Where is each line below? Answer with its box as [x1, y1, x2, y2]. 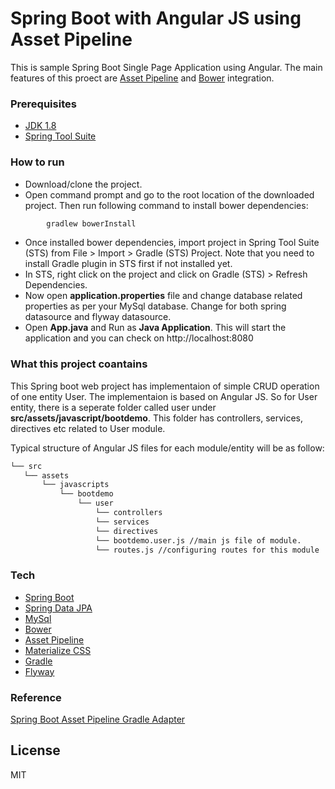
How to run [10, 155, 65, 169]
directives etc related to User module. [10, 422, 166, 434]
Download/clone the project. [24, 178, 143, 190]
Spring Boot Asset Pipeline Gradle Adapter [10, 713, 186, 726]
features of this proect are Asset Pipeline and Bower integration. [10, 72, 275, 84]
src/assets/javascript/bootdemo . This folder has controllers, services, [10, 412, 304, 424]
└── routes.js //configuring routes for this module [95, 545, 320, 555]
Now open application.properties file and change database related [24, 290, 303, 302]
